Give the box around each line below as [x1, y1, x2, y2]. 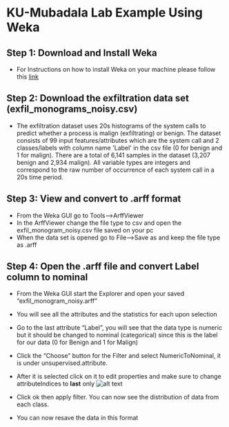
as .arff [16, 240, 37, 249]
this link [16, 72, 39, 81]
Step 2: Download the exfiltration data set [6, 92, 189, 104]
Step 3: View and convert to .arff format [6, 193, 181, 205]
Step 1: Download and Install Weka [6, 47, 158, 59]
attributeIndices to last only [16, 379, 95, 388]
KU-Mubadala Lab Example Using [6, 5, 203, 21]
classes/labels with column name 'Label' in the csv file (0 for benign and [16, 143, 222, 152]
